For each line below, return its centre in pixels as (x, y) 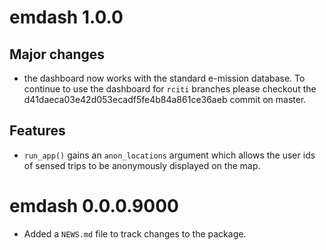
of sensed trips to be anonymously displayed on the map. (142, 165)
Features (37, 131)
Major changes (57, 54)
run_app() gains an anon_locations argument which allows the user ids (169, 155)
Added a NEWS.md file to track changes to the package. (135, 233)
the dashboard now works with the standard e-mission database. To (164, 78)
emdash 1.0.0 (66, 17)
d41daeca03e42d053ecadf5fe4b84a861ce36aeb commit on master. (165, 99)
